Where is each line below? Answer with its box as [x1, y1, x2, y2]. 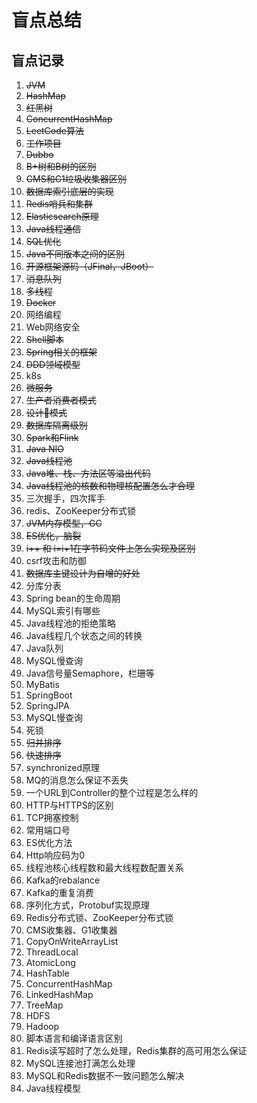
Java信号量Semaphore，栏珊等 [25, 667, 155, 679]
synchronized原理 [25, 762, 100, 773]
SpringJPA [25, 700, 70, 711]
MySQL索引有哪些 [25, 605, 101, 616]
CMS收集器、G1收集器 [25, 924, 118, 936]
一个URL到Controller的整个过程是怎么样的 [25, 787, 199, 798]
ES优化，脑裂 [25, 530, 82, 541]
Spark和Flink [25, 432, 79, 443]
